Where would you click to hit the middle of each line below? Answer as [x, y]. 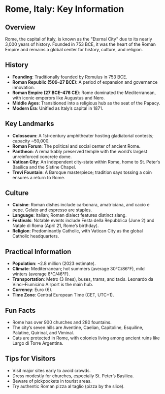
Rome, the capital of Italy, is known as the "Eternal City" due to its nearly [79, 39]
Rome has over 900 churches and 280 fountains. [62, 322]
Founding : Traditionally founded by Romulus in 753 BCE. [70, 77]
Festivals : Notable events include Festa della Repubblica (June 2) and [83, 221]
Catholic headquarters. [35, 236]
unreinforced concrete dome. [42, 157]
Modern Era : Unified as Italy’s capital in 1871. [58, 108]
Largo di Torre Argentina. [38, 343]
